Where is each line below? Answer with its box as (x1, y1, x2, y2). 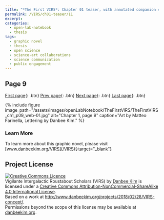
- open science (9, 48, 41, 53)
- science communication (9, 57, 60, 62)
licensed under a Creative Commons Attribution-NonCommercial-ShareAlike (5, 183, 159, 189)
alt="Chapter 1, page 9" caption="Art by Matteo (51, 112, 146, 118)
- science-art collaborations (9, 52, 71, 58)
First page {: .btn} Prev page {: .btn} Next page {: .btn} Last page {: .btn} (5, 92, 145, 98)
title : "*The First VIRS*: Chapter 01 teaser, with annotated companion (5, 7, 156, 12)
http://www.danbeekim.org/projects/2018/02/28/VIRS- (44, 194, 155, 200)
